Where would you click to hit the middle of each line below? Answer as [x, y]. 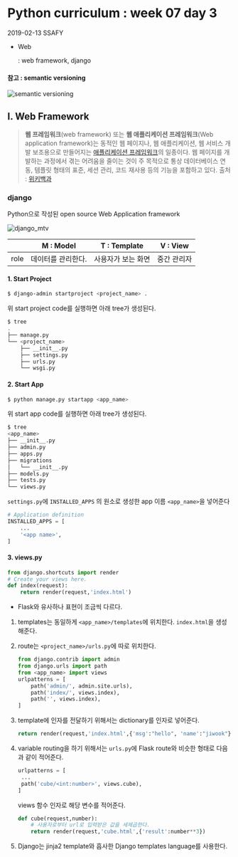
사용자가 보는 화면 [122, 259]
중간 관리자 [175, 259]
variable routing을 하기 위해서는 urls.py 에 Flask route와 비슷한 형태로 [116, 748]
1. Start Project [29, 278]
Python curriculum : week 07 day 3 [113, 13]
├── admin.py [27, 447]
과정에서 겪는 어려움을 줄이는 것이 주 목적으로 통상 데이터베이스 [131, 161]
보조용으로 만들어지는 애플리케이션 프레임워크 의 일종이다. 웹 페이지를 [127, 152]
